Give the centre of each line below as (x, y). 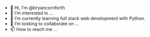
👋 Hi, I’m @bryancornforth (37, 8)
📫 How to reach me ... (34, 29)
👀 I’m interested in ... (32, 13)
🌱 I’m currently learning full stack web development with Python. (78, 18)
